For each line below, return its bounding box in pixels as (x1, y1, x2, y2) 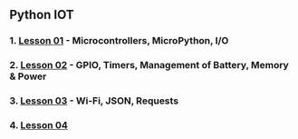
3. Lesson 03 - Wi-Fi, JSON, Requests (9, 94, 179, 107)
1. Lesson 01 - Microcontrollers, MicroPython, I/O (9, 35, 229, 47)
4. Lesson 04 (9, 119, 68, 132)
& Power (9, 70, 47, 83)
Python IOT (9, 7, 74, 23)
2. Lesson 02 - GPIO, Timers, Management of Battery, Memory (9, 59, 290, 72)
